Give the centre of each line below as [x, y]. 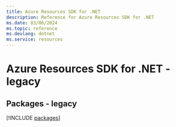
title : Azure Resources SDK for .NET [53, 12]
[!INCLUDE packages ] [33, 118]
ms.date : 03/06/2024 [32, 23]
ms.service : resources [35, 39]
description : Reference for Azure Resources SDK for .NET [80, 17]
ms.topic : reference [32, 28]
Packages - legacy [41, 103]
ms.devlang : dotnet [31, 34]
